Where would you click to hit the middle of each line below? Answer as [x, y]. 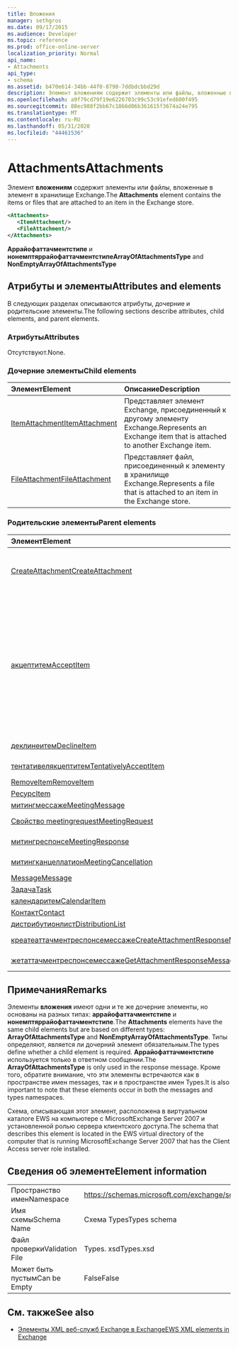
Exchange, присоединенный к [175, 410]
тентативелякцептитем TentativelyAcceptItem [88, 766]
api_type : [22, 73]
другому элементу [156, 419]
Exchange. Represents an [165, 428]
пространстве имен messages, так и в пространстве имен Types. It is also [119, 1083]
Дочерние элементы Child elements [72, 371]
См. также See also [51, 1312]
